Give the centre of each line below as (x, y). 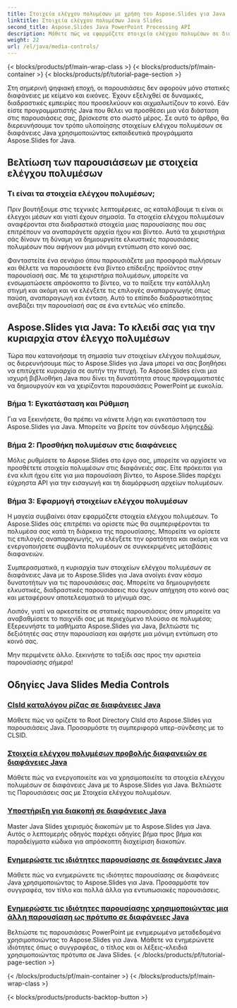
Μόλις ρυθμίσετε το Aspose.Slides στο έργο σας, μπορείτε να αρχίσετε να (117, 460)
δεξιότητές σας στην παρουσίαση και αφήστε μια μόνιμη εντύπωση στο (113, 634)
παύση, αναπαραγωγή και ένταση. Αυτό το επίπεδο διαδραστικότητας (110, 298)
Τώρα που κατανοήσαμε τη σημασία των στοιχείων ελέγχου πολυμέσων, (114, 355)
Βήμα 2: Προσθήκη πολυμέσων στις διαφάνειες (92, 445)
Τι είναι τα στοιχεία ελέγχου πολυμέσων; (81, 193)
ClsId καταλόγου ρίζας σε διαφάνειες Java (84, 704)
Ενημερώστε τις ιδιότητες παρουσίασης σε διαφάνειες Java (115, 860)
